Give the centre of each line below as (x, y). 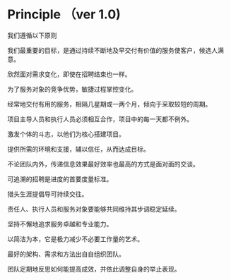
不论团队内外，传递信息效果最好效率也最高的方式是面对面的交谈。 (103, 164)
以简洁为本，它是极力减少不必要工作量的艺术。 (75, 239)
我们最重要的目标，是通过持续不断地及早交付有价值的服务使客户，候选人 (112, 50)
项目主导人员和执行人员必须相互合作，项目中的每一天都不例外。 (100, 119)
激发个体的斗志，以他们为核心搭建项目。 (66, 134)
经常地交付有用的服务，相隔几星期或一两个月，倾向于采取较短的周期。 (109, 104)
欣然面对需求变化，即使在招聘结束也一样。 (69, 74)
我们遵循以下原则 (32, 35)
